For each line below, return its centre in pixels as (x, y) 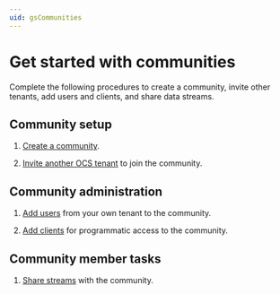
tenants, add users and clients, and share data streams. (112, 96)
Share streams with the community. (88, 280)
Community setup (61, 124)
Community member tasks (85, 259)
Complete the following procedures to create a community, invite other (140, 87)
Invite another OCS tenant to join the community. (112, 163)
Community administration (86, 191)
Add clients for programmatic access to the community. (125, 230)
